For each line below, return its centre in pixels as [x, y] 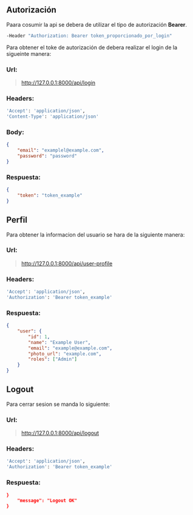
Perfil [17, 220]
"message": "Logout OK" [47, 501]
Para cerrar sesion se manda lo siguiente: [58, 404]
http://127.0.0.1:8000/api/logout [60, 433]
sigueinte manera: [29, 53]
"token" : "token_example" [50, 195]
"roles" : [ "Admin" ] [53, 359]
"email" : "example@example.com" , [70, 348]
